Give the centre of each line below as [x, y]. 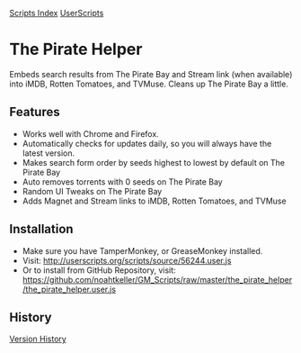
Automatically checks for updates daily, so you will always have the [147, 143]
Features [35, 112]
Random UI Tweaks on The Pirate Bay [92, 191]
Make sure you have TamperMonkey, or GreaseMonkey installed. [142, 250]
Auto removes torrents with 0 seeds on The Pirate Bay [122, 181]
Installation [41, 229]
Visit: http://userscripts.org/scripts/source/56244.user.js [127, 260]
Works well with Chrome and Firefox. [90, 133]
